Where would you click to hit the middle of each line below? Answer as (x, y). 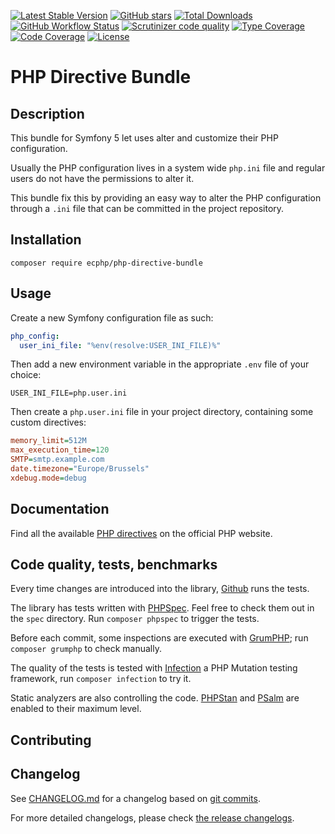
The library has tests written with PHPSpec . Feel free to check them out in (162, 608)
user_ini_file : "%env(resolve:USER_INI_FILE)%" (120, 345)
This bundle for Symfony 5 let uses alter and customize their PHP (144, 138)
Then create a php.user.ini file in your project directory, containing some (162, 412)
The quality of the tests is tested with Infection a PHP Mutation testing (154, 668)
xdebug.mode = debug (48, 478)
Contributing (51, 740)
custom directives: (48, 422)
